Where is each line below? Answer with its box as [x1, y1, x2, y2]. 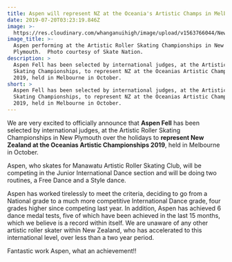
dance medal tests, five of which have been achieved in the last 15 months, [7, 211, 221, 219]
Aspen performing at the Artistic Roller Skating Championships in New [13, 42, 224, 49]
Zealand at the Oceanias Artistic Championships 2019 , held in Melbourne [7, 141, 220, 149]
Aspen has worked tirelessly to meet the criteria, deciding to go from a [7, 189, 208, 197]
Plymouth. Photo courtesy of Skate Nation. [13, 49, 144, 56]
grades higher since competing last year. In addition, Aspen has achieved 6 [7, 204, 222, 212]
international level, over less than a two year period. [7, 233, 155, 241]
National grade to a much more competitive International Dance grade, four [7, 196, 221, 205]
